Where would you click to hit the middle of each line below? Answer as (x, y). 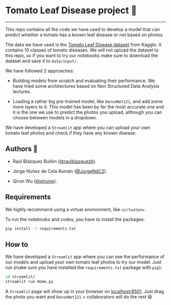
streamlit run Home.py (29, 282)
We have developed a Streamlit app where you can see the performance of (85, 257)
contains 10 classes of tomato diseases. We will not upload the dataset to (82, 50)
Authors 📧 (22, 149)
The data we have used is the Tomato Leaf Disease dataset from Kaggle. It (83, 44)
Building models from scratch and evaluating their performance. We (84, 81)
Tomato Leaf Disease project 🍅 (71, 10)
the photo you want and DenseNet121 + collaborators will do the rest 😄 (79, 297)
